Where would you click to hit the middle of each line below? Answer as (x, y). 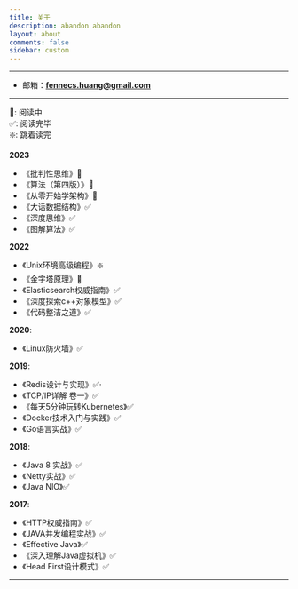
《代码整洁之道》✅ (56, 313)
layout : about (35, 34)
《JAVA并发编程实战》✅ (64, 534)
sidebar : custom (39, 51)
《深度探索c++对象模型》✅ (72, 301)
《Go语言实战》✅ (52, 429)
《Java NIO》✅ (46, 487)
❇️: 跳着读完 (30, 135)
